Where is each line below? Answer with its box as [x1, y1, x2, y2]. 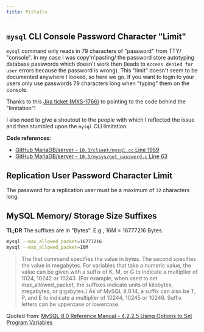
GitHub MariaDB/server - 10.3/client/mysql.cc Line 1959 [15, 147, 160, 154]
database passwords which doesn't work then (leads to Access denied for [6, 60, 194, 67]
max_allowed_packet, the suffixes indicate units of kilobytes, [21, 281, 174, 288]
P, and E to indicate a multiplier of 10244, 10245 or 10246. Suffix [21, 294, 182, 301]
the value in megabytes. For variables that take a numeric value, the [21, 261, 192, 269]
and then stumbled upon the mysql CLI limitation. [6, 123, 128, 130]
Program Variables [6, 319, 53, 326]
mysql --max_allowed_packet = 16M [6, 244, 88, 250]
